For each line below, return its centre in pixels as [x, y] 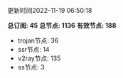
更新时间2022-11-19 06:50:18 [50, 10]
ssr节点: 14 [33, 49]
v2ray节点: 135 [39, 58]
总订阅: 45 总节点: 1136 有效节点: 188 [62, 26]
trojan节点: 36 [38, 40]
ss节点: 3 [31, 67]
